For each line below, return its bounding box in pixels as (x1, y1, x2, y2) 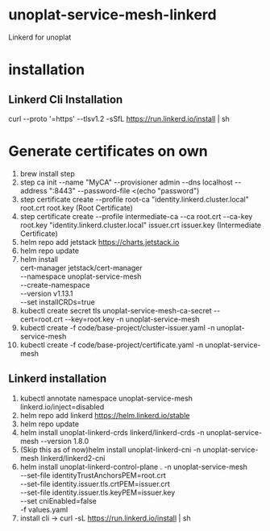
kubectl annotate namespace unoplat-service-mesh (19, 393, 193, 403)
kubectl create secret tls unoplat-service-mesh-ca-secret (19, 305, 212, 315)
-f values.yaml (19, 504, 69, 514)
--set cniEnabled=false (19, 496, 97, 505)
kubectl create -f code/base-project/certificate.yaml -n (19, 340, 204, 350)
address (19, 185, 48, 195)
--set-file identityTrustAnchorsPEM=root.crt (19, 470, 167, 480)
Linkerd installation (8, 372, 107, 386)
